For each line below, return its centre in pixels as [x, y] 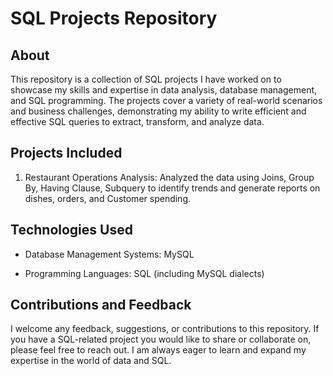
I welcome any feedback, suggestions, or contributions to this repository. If [165, 329]
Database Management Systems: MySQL [109, 254]
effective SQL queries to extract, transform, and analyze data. [137, 121]
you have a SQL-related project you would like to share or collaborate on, [161, 339]
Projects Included [66, 153]
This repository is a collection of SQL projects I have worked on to [146, 79]
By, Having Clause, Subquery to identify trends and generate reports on [172, 188]
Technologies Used [71, 230]
